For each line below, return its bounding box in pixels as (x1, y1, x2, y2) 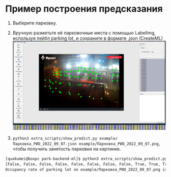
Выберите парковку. (12, 20, 58, 26)
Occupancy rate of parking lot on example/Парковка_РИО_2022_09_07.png (5, 167, 160, 172)
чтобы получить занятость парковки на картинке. (12, 146, 121, 152)
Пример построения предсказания (5, 3, 163, 15)
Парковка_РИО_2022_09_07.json (12, 141, 77, 146)
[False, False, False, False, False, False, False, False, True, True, (5, 162, 160, 167)
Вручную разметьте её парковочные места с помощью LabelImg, (12, 29, 156, 36)
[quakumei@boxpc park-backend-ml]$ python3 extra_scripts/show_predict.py (5, 156, 167, 162)
